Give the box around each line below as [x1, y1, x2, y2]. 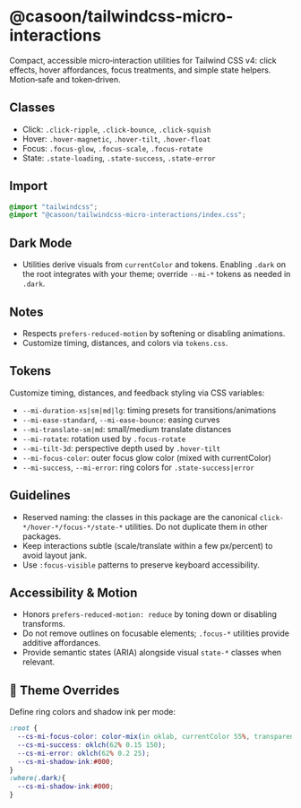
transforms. [21, 619, 65, 630]
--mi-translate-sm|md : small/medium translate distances [21, 423, 232, 434]
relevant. [21, 656, 56, 667]
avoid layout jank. [21, 550, 88, 560]
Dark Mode [9, 235, 73, 250]
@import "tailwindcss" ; [9, 202, 99, 212]
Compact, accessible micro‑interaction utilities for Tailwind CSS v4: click [9, 55, 277, 65]
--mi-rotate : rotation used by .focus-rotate [21, 433, 186, 444]
